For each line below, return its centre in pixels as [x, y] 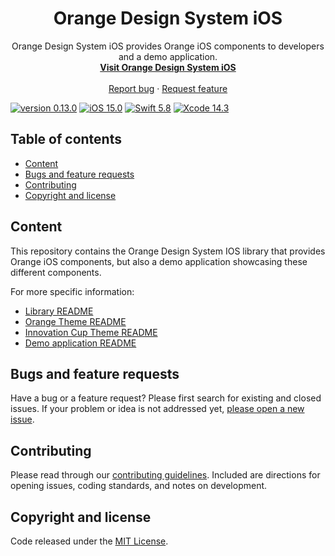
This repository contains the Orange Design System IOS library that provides [168, 251]
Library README [59, 311]
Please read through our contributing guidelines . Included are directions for [165, 475]
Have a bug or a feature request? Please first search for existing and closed [166, 398]
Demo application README [80, 343]
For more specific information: [72, 291]
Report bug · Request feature [168, 88]
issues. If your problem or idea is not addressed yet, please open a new [157, 409]
